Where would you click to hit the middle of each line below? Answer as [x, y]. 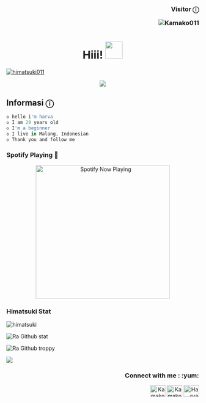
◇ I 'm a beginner [28, 128]
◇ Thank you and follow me [41, 139]
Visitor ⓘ [185, 9]
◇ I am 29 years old [33, 122]
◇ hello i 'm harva [30, 117]
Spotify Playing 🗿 [32, 155]
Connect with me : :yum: [162, 376]
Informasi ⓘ [30, 103]
